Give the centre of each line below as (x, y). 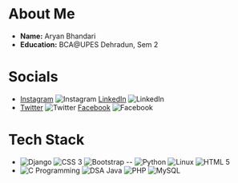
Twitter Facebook (65, 107)
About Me (42, 14)
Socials (33, 77)
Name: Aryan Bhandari (58, 36)
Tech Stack (46, 140)
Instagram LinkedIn (73, 99)
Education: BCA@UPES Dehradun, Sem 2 (89, 44)
